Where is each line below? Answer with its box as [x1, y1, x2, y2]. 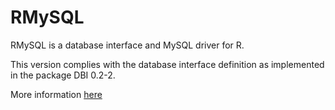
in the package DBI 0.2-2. [10, 69, 116, 81]
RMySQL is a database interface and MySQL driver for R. [10, 39, 245, 51]
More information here [10, 88, 103, 100]
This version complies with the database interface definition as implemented [10, 58, 325, 70]
